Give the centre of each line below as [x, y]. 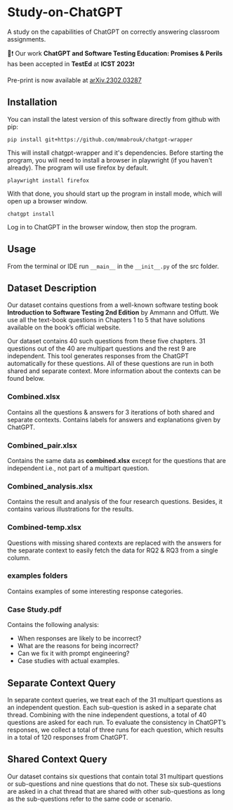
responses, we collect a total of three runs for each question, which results [115, 730]
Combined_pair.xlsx [42, 445]
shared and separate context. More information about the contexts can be [114, 371]
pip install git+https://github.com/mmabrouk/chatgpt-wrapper [100, 139]
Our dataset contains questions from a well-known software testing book [113, 305]
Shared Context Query [57, 760]
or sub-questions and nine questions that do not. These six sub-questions [114, 784]
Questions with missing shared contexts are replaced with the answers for [114, 543]
